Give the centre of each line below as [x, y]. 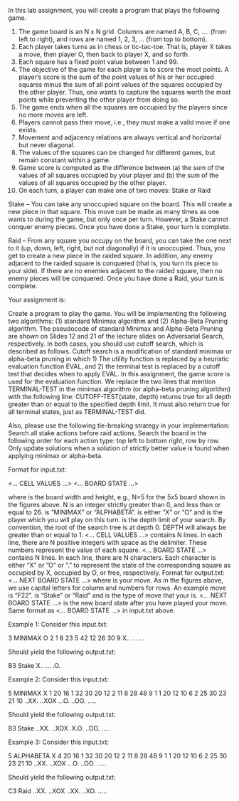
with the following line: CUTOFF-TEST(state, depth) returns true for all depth [120, 397]
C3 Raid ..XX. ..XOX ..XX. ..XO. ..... [58, 791]
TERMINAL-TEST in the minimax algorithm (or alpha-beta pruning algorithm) [119, 389]
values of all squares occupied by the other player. [92, 183]
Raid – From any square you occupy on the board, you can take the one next [120, 240]
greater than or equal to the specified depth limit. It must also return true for [119, 404]
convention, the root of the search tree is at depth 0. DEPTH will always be [117, 527]
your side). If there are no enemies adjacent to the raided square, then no [115, 271]
